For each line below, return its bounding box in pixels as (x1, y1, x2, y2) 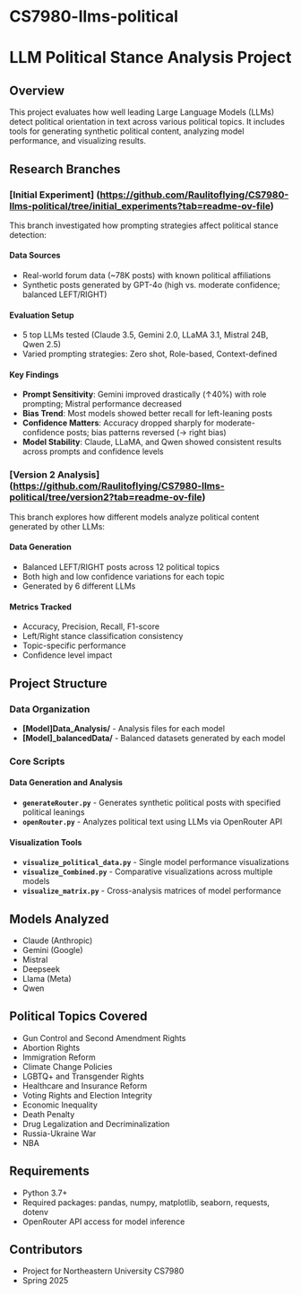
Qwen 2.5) (21, 339, 61, 350)
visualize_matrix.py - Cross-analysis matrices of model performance (21, 886, 282, 897)
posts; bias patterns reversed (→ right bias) (66, 427, 227, 438)
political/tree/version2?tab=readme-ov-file (9, 491, 202, 503)
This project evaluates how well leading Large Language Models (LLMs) (9, 107, 275, 118)
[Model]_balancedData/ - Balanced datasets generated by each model (21, 732, 286, 743)
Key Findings (9, 369, 60, 380)
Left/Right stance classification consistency (21, 631, 184, 642)
